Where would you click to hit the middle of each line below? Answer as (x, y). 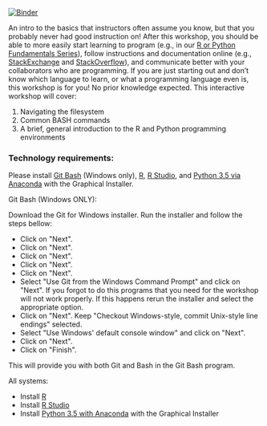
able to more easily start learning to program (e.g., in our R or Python (122, 45)
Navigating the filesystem (62, 112)
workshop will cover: (43, 96)
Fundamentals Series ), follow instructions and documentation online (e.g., (130, 53)
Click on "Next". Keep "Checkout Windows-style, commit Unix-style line (139, 316)
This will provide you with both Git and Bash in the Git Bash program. (122, 366)
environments (42, 137)
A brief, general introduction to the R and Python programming (123, 129)
